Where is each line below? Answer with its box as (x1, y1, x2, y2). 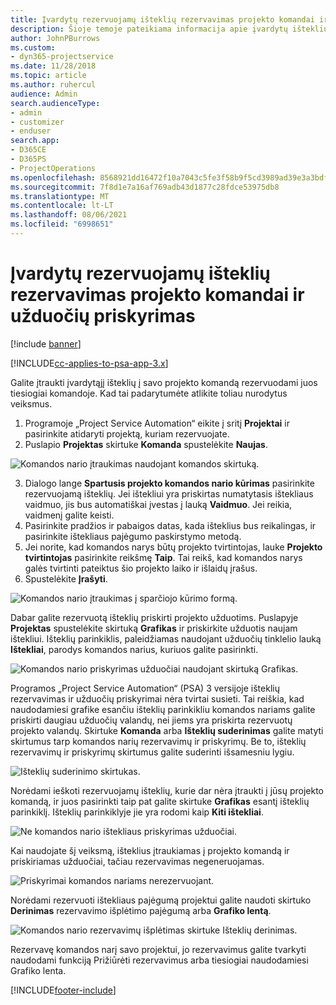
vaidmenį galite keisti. (24, 509, 115, 521)
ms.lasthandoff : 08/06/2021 (10, 210, 128, 220)
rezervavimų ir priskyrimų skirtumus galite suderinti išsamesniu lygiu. (10, 746, 295, 758)
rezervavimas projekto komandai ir (10, 284, 305, 306)
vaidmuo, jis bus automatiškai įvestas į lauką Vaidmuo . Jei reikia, (24, 498, 293, 510)
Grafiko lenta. (10, 964, 67, 976)
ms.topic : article (10, 71, 87, 81)
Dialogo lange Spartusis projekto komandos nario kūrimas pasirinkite (24, 477, 315, 489)
